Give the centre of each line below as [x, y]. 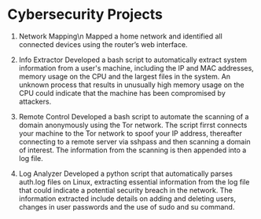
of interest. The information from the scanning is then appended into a [132, 150]
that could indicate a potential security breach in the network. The [125, 190]
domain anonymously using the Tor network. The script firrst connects [133, 125]
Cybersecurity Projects [85, 15]
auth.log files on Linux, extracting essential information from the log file [134, 181]
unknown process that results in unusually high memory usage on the [131, 85]
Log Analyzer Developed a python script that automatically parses [126, 173]
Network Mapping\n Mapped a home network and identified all [121, 36]
